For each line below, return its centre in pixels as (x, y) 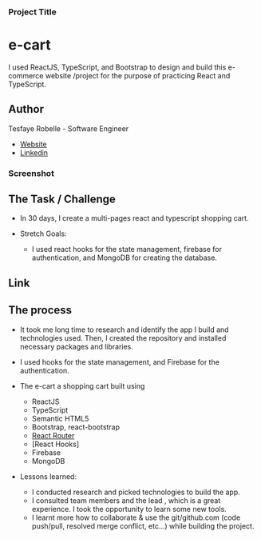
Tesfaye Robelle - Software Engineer (69, 128)
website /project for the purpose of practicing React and (138, 75)
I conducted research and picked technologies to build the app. (136, 492)
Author (26, 109)
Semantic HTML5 (60, 418)
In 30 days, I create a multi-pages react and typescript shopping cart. (134, 218)
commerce (26, 75)
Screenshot (31, 173)
